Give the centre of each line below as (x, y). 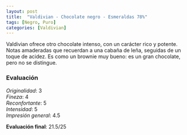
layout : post (22, 11)
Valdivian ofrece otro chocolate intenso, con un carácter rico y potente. (92, 44)
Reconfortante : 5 (26, 103)
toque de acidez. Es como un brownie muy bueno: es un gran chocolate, (93, 56)
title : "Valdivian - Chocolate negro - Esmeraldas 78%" (77, 17)
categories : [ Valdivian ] (36, 28)
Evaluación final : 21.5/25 (36, 126)
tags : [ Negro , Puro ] (31, 22)
